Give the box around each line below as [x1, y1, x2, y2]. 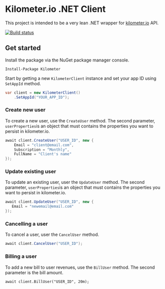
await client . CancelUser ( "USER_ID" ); [5, 241, 83, 246]
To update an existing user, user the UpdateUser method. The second [5, 179, 145, 185]
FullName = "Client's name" [14, 152, 72, 157]
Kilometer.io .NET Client [5, 3, 106, 15]
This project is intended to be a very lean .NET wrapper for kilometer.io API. [5, 20, 159, 26]
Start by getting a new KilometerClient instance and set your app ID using [5, 75, 157, 81]
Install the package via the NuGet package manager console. [5, 57, 129, 63]
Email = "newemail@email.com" [11, 204, 74, 209]
